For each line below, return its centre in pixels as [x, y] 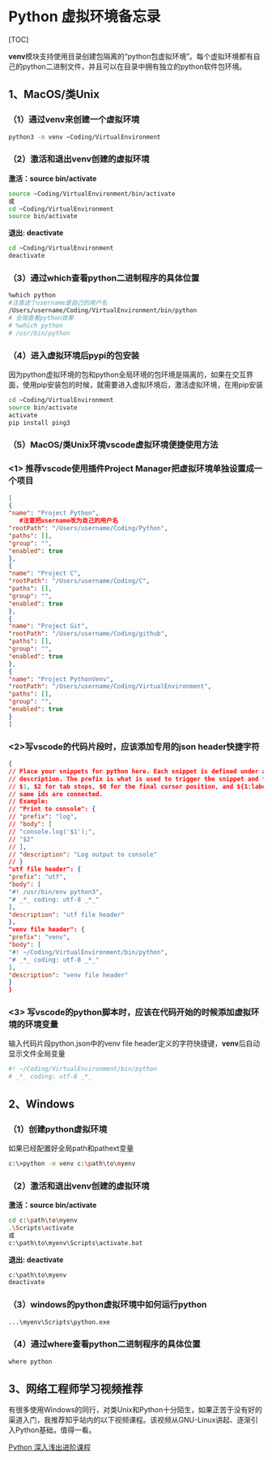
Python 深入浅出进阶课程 [50, 1447]
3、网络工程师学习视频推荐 [76, 1389]
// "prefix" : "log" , [43, 817]
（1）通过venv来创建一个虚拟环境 [74, 120]
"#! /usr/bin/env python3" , [56, 892]
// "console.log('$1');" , [52, 832]
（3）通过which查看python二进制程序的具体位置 [104, 278]
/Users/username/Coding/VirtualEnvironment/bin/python [103, 310]
